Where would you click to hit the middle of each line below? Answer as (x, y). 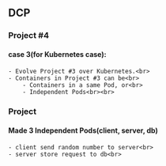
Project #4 (29, 36)
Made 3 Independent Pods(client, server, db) (83, 130)
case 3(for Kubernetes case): (57, 54)
